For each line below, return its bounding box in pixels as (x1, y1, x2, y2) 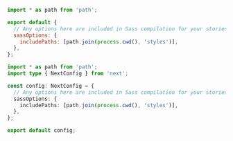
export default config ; (7, 127, 76, 134)
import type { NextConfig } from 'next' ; (7, 70, 129, 77)
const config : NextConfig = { (7, 82, 95, 89)
